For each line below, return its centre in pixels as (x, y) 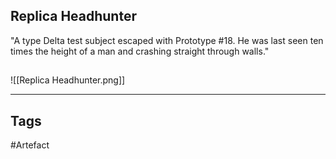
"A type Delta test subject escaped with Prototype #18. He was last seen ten (167, 40)
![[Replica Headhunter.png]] (68, 80)
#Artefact (30, 145)
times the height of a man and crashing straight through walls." (140, 51)
